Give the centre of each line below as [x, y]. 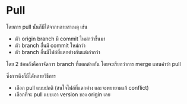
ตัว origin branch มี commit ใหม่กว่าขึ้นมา [60, 39]
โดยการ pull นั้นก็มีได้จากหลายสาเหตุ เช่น [47, 27]
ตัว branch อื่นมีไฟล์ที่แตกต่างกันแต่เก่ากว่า [58, 52]
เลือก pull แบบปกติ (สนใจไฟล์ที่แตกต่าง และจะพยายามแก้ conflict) [82, 87]
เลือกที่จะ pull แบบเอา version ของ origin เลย [63, 94]
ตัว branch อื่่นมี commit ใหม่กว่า [50, 45]
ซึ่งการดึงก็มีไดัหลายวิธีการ [31, 75]
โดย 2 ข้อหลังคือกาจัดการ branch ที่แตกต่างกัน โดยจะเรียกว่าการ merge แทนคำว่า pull [93, 64]
